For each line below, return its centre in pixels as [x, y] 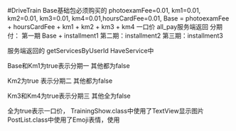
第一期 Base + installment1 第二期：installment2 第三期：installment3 [122, 35]
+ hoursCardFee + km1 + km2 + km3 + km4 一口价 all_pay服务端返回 [108, 27]
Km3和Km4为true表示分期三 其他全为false [69, 96]
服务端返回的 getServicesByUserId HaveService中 [81, 51]
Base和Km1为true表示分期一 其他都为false [69, 65]
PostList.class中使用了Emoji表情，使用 [64, 120]
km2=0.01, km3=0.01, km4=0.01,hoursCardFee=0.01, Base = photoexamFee [118, 18]
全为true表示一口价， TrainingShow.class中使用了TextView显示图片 [106, 111]
